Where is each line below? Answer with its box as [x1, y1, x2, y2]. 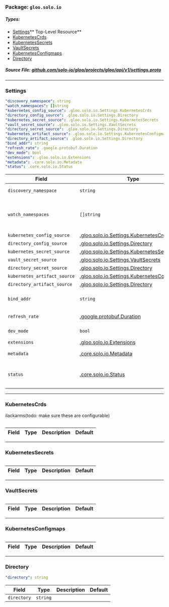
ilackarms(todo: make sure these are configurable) [5, 412, 110, 419]
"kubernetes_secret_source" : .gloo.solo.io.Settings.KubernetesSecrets [5, 117, 158, 122]
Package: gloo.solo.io [5, 4, 62, 11]
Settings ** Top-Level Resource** [12, 29, 82, 35]
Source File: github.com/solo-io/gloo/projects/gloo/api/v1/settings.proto [5, 67, 161, 73]
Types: [5, 16, 20, 22]
